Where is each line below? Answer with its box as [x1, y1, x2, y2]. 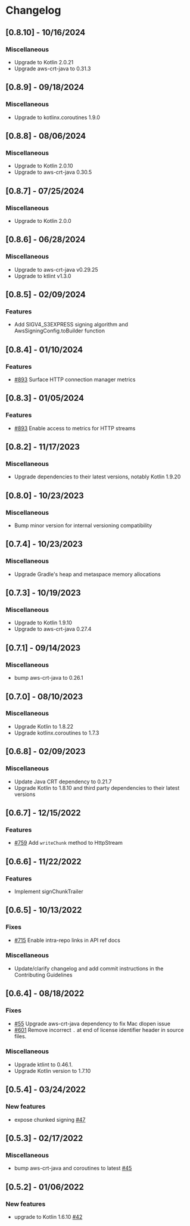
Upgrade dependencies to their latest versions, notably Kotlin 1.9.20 [14, 473, 181, 480]
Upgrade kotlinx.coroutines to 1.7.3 [14, 729, 99, 736]
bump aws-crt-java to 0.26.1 [14, 674, 83, 682]
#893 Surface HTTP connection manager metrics [14, 376, 136, 383]
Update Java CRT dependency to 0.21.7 [14, 778, 112, 785]
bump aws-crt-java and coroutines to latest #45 [14, 1165, 132, 1172]
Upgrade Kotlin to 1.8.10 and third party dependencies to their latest [14, 784, 180, 791]
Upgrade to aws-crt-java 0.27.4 [14, 626, 92, 633]
